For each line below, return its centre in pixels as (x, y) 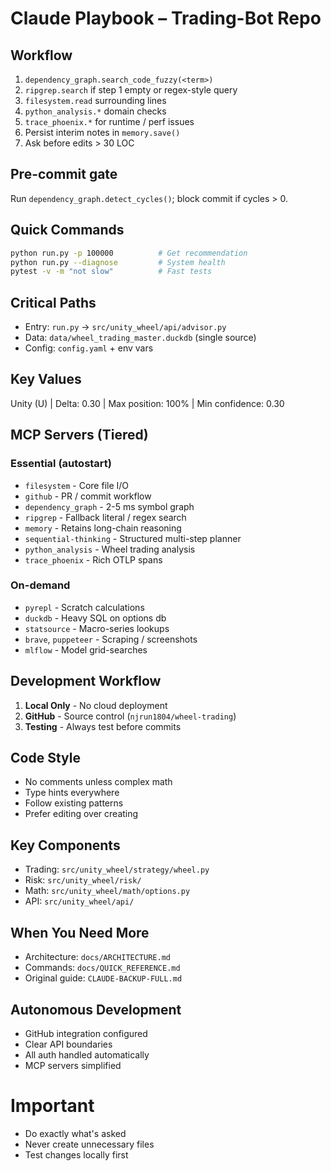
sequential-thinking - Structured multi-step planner (133, 538)
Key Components (65, 845)
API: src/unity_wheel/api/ (79, 901)
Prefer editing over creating (81, 814)
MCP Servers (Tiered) (79, 435)
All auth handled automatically (87, 1054)
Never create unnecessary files (89, 1144)
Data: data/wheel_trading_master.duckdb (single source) (140, 338)
